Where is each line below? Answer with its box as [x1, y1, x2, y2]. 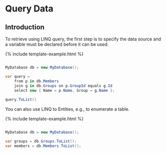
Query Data [5, 3, 54, 14]
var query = [5, 74, 30, 79]
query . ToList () [5, 97, 37, 102]
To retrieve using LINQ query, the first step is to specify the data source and [5, 36, 161, 42]
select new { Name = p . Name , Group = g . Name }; [14, 88, 115, 93]
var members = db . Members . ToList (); [5, 143, 81, 149]
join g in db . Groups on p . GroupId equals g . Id [14, 83, 113, 88]
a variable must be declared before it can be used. [5, 41, 109, 47]
